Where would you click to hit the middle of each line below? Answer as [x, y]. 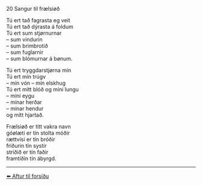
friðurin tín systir [26, 146]
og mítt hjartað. [25, 115]
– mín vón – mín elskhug [36, 83]
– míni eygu [20, 96]
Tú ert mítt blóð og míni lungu [43, 89]
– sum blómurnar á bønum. [40, 59]
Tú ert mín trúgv [26, 77]
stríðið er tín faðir [27, 152]
